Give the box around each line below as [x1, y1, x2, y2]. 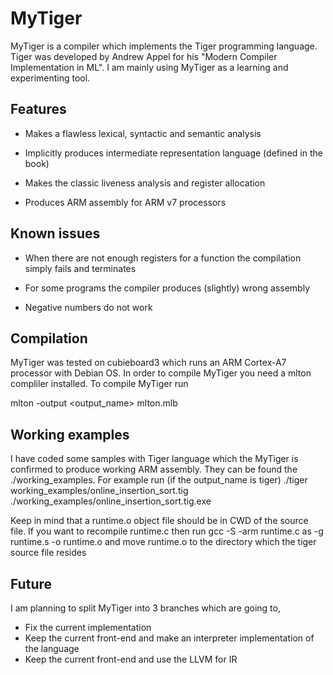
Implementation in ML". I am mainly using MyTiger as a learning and [10, 61, 289, 73]
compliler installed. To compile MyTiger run [10, 378, 189, 390]
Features [10, 101, 67, 118]
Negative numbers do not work [24, 301, 153, 313]
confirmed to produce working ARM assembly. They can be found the [10, 463, 298, 476]
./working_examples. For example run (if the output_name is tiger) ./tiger [10, 474, 308, 486]
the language [24, 643, 80, 654]
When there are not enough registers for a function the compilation [24, 252, 302, 264]
